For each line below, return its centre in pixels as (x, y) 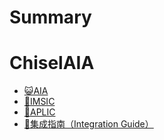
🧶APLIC (39, 112)
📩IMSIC (39, 102)
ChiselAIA (52, 63)
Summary (50, 17)
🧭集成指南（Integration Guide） (88, 124)
